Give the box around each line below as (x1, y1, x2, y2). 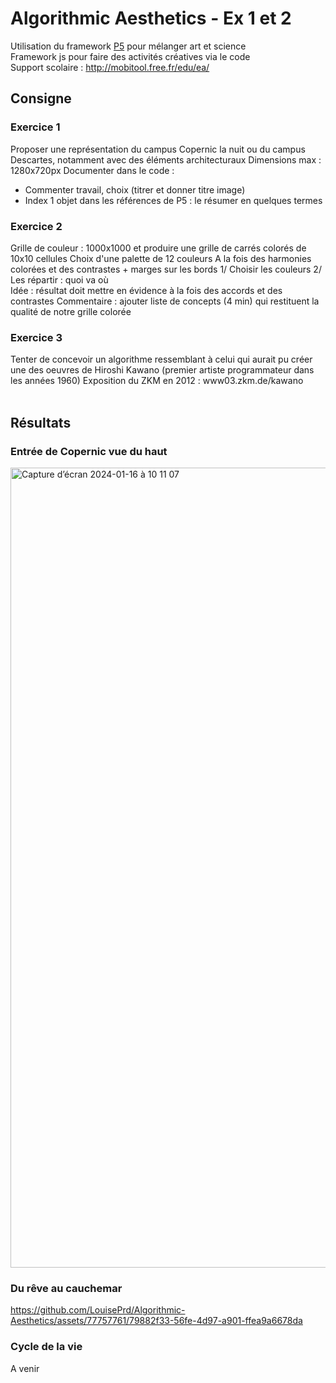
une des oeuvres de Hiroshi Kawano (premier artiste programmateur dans (10, 364, 315, 376)
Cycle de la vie (10, 1340, 83, 1354)
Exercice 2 (10, 219, 63, 233)
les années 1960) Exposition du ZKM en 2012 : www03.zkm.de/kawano (10, 375, 304, 387)
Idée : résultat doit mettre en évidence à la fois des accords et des (10, 284, 283, 296)
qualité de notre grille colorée (10, 305, 132, 317)
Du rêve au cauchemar (10, 1281, 123, 1295)
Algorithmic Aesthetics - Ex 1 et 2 (10, 7, 292, 30)
